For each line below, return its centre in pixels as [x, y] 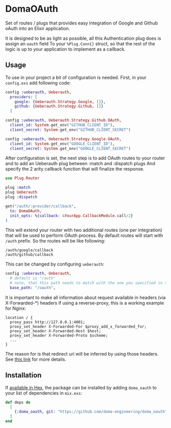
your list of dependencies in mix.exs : [44, 393]
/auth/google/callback [29, 250]
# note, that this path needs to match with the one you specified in [86, 283]
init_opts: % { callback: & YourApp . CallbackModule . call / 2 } [72, 216]
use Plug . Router [22, 178]
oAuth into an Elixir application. [38, 28]
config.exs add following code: [38, 83]
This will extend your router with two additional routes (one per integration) [84, 230]
